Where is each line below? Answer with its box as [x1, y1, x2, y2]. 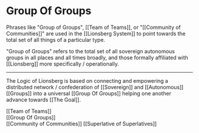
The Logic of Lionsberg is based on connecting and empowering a [6, 77, 169, 84]
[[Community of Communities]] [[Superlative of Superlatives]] [6, 120, 157, 127]
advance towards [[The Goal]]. [6, 96, 81, 103]
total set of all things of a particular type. [6, 36, 105, 43]
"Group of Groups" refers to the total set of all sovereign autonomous [6, 47, 175, 54]
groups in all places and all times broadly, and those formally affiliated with [6, 54, 188, 61]
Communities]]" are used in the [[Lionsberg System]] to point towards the [6, 30, 186, 37]
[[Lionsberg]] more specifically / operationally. [6, 60, 120, 67]
